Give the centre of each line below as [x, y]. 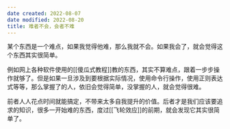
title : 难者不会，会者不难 [41, 26]
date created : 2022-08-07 [44, 13]
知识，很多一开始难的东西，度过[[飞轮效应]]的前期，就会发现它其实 [113, 110]
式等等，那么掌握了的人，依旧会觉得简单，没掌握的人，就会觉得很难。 [106, 87]
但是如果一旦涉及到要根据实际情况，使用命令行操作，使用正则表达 [130, 78]
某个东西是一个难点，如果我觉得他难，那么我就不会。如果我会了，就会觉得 [112, 47]
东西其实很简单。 [37, 55]
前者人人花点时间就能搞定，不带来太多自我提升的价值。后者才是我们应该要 [112, 102]
